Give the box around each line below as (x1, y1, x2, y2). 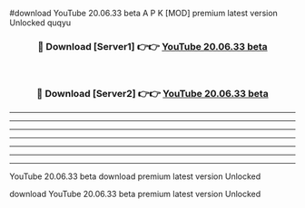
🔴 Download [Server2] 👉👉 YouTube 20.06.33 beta (35, 88, 270, 100)
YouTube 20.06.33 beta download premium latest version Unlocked (9, 171, 261, 182)
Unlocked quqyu (9, 17, 72, 28)
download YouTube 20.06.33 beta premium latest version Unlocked (9, 188, 261, 199)
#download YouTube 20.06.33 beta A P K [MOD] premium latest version (9, 8, 279, 18)
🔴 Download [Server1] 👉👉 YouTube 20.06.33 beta (37, 40, 268, 52)
